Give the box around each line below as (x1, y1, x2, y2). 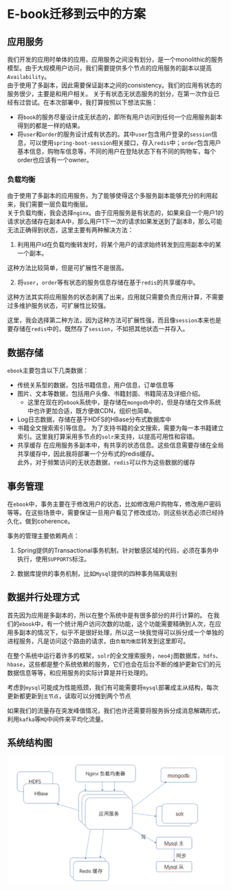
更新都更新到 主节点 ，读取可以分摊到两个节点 (7, 691, 131, 700)
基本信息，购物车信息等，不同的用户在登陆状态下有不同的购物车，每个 (16, 147, 217, 155)
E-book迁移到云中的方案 (7, 6, 146, 22)
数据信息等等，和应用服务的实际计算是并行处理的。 (7, 668, 152, 677)
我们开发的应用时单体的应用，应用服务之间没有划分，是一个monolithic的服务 (7, 56, 223, 63)
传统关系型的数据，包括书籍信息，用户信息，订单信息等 (16, 381, 174, 389)
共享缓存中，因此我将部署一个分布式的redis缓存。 (16, 449, 158, 458)
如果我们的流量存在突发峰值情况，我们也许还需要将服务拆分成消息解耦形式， (7, 706, 224, 715)
